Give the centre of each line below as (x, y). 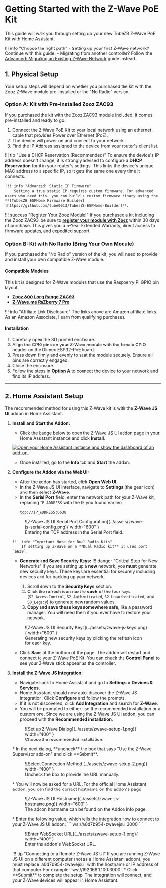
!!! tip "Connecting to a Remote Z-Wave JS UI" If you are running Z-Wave (86, 854)
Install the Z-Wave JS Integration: (47, 673)
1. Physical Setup (32, 74)
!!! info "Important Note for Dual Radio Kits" (62, 542)
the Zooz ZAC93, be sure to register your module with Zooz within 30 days (82, 220)
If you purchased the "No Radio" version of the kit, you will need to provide (81, 254)
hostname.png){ (41, 804)
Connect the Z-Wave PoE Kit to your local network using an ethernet (82, 130)
